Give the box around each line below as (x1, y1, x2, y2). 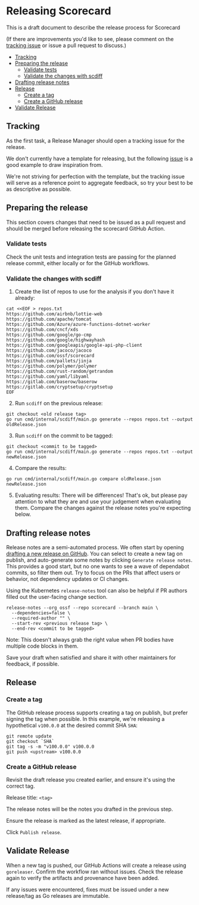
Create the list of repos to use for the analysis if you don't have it (14, 288, 174, 296)
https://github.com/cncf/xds (6, 326, 79, 333)
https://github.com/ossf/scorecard (6, 353, 95, 359)
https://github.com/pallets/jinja (6, 358, 92, 364)
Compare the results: (14, 465, 67, 472)
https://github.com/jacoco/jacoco (6, 347, 92, 354)
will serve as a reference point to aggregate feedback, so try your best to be (6, 179, 194, 186)
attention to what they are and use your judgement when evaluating (14, 498, 181, 505)
